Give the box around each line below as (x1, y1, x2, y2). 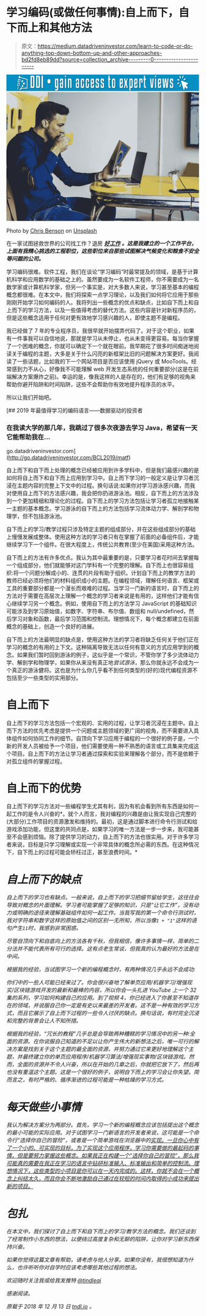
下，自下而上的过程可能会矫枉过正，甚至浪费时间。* (6, 848, 138, 856)
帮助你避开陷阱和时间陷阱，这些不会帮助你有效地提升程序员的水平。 (6, 381, 178, 388)
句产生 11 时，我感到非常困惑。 (6, 924, 82, 932)
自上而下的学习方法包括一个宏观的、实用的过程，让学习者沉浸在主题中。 (6, 719, 188, 726)
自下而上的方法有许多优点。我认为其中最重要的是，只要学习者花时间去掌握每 (6, 553, 199, 561)
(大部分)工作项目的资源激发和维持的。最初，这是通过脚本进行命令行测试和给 (6, 818, 198, 825)
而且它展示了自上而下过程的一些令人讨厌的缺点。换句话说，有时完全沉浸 (17, 1010, 199, 1017)
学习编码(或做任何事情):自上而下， (6, 6, 179, 20)
